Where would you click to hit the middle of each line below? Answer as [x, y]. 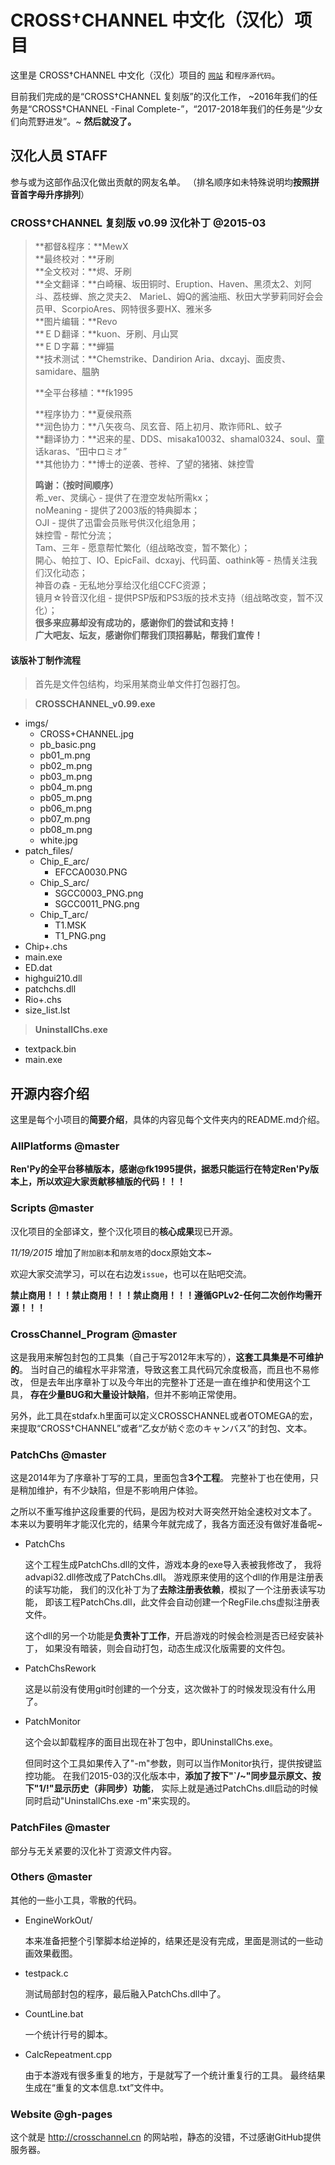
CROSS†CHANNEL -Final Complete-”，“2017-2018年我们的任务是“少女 [177, 108]
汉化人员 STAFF [59, 156]
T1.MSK [70, 925]
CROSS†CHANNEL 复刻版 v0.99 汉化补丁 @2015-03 [138, 223]
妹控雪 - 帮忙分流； [74, 535]
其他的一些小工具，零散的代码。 [76, 1900]
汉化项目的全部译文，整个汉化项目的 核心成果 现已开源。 [124, 1231]
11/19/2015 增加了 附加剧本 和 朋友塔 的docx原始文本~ [111, 1252]
